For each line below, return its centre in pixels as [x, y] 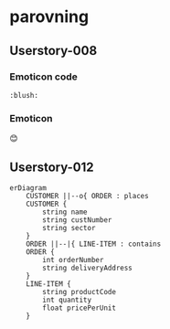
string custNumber [77, 220]
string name [65, 212]
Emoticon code [43, 77]
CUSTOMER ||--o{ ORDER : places [87, 196]
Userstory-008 [53, 51]
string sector [69, 228]
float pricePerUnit [80, 308]
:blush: [24, 95]
